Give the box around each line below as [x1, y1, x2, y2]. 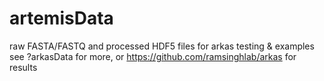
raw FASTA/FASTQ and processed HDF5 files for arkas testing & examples [9, 40, 315, 52]
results [9, 61, 38, 73]
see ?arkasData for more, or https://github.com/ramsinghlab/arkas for [9, 50, 297, 62]
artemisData [9, 7, 114, 30]
